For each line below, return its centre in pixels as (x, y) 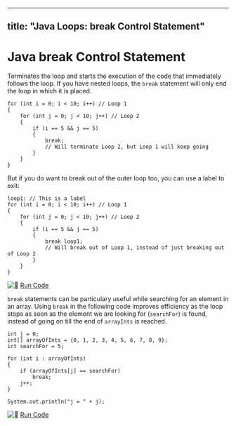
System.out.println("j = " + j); (56, 402)
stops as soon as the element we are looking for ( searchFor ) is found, (107, 314)
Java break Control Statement (97, 56)
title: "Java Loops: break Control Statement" (106, 26)
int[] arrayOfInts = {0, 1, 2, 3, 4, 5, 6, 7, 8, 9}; (88, 340)
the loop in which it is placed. (50, 91)
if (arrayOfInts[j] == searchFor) (70, 371)
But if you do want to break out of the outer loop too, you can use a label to (116, 178)
